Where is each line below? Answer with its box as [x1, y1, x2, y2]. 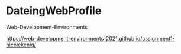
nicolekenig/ [6, 41, 37, 48]
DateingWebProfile [6, 4, 102, 18]
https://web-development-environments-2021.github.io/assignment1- [6, 35, 176, 42]
